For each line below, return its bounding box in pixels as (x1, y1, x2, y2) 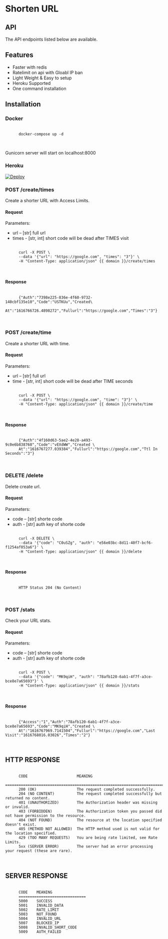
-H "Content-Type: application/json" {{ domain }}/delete (18, 549, 142, 554)
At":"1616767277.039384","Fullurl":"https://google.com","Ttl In (18, 447, 157, 452)
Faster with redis (12, 64, 47, 70)
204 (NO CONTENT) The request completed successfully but (18, 791, 162, 796)
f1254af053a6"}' (5, 545, 39, 550)
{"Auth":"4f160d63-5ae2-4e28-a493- (18, 438, 93, 443)
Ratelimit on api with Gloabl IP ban (12, 69, 83, 75)
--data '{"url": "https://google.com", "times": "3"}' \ (18, 254, 140, 259)
